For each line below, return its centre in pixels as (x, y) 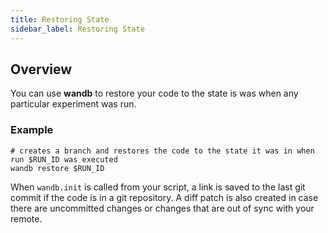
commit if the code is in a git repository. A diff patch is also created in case (164, 197)
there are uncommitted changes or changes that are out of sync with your (162, 208)
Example (32, 130)
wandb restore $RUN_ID (57, 168)
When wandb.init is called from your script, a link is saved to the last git (158, 187)
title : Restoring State (60, 19)
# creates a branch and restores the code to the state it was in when (162, 151)
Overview (41, 69)
